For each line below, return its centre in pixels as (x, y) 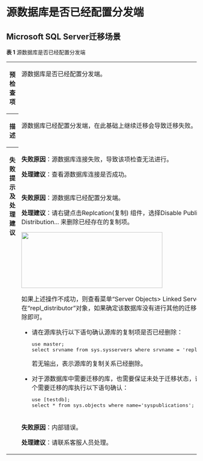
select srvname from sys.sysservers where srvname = (106, 350)
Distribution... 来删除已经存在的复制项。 (77, 222)
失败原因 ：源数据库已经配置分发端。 (73, 198)
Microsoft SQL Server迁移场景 (63, 37)
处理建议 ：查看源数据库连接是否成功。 (76, 174)
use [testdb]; (51, 400)
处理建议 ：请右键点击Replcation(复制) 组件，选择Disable (102, 213)
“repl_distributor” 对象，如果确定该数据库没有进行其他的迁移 (112, 308)
